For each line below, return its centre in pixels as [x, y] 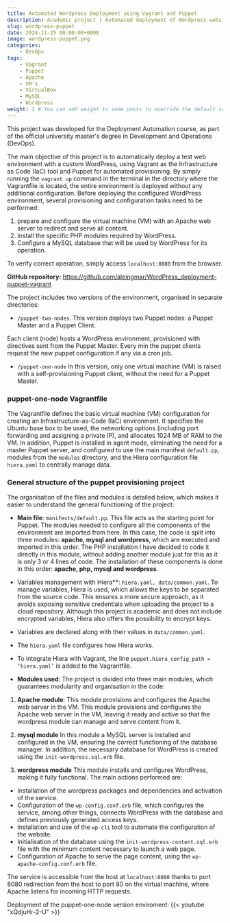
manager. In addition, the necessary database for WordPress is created [117, 749]
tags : [15, 58]
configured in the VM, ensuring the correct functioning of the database [117, 743]
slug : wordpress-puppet [41, 26]
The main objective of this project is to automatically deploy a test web [107, 156]
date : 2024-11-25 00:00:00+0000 [53, 33]
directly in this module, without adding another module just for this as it [117, 554]
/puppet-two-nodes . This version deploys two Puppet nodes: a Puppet [115, 318]
